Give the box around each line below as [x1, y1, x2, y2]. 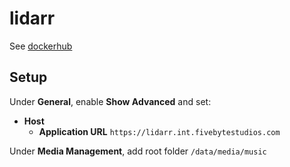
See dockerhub [9, 40, 73, 52]
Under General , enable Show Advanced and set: [9, 95, 212, 107]
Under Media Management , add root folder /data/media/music [9, 145, 267, 157]
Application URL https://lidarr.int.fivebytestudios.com [38, 125, 281, 137]
